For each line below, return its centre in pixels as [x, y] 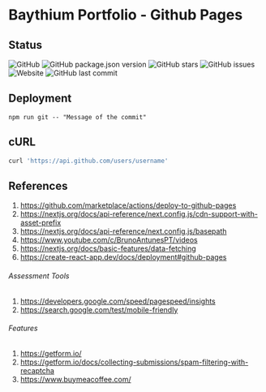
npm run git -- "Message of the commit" [78, 117]
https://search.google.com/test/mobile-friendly [99, 309]
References [38, 185]
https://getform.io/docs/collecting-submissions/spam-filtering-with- [134, 362]
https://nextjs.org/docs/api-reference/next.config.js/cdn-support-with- [139, 214]
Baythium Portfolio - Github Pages [126, 15]
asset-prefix [41, 223]
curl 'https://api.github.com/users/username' [88, 161]
